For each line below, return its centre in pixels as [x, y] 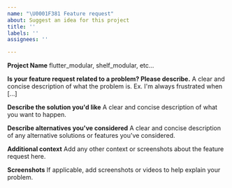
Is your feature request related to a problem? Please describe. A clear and [116, 79]
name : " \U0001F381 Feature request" [60, 14]
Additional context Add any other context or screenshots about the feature [116, 149]
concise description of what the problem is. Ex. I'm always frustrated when [115, 86]
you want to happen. [37, 115]
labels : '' [23, 33]
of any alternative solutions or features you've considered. [92, 136]
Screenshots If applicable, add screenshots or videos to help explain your [114, 170]
